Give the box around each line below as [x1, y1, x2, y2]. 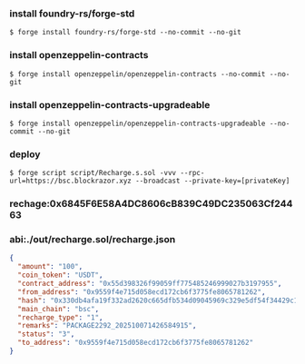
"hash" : [17, 296, 47, 305]
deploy [9, 148, 41, 161]
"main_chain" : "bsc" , [17, 304, 100, 313]
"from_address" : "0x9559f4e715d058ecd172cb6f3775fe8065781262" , [17, 287, 266, 297]
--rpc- [180, 169, 205, 178]
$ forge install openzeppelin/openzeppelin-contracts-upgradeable [9, 119, 266, 128]
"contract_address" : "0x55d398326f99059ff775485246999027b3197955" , [17, 280, 282, 289]
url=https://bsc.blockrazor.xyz [9, 176, 132, 186]
